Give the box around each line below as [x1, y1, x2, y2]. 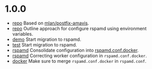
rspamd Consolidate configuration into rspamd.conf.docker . [12, 47, 139, 53]
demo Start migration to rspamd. [12, 36, 82, 42]
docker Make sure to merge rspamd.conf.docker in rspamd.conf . [12, 58, 147, 64]
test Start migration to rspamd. [12, 41, 78, 48]
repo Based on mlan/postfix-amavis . [12, 20, 89, 26]
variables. [12, 31, 33, 37]
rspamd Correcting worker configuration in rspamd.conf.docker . [12, 52, 147, 59]
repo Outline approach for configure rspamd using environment [12, 25, 147, 31]
